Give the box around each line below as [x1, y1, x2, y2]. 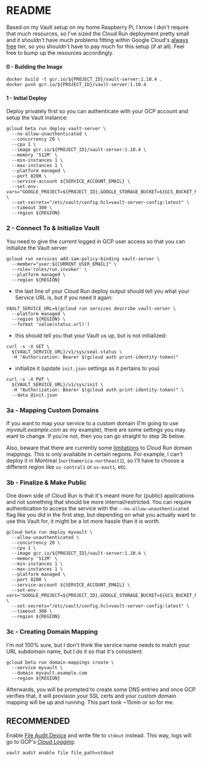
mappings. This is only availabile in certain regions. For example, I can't [6, 450, 183, 458]
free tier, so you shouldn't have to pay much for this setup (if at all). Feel [6, 43, 185, 50]
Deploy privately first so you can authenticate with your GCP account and [6, 108, 188, 115]
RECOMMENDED [6, 716, 70, 726]
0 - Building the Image [6, 63, 63, 70]
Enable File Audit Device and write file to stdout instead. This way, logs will [6, 732, 192, 739]
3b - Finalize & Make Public [6, 478, 87, 487]
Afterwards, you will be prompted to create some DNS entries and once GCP [6, 685, 196, 693]
